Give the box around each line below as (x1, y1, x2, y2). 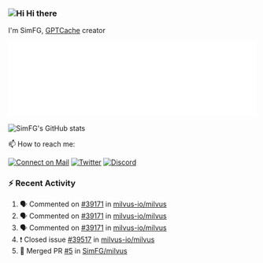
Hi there (26, 8, 57, 19)
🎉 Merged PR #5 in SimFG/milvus (19, 246, 128, 255)
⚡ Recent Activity (8, 178, 76, 189)
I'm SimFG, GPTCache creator (8, 26, 106, 35)
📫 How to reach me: (8, 139, 76, 149)
